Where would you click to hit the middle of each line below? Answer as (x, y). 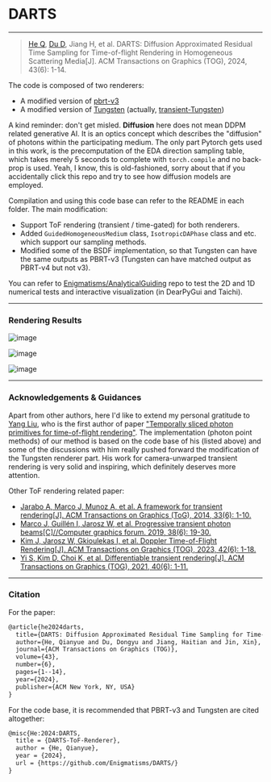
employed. (26, 185)
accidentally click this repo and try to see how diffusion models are (120, 176)
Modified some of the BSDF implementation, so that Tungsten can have (138, 250)
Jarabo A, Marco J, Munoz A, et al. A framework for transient (121, 506)
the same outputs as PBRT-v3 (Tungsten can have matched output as (135, 259)
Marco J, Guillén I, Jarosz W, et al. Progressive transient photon (125, 523)
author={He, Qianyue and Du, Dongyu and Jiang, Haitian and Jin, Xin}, (139, 642)
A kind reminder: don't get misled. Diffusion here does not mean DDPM (127, 125)
